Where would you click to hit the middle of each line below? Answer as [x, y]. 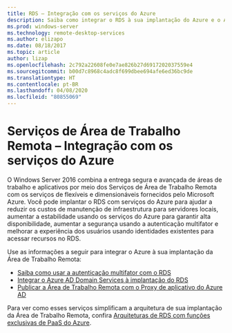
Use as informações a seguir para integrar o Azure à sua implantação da [110, 251]
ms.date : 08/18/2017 [37, 46]
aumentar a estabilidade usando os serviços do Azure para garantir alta [109, 216]
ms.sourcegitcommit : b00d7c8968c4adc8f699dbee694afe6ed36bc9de [100, 71]
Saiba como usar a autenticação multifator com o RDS [94, 272]
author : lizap [28, 59]
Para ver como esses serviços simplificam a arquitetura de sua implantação [115, 307]
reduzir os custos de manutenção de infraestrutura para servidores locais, [113, 209]
